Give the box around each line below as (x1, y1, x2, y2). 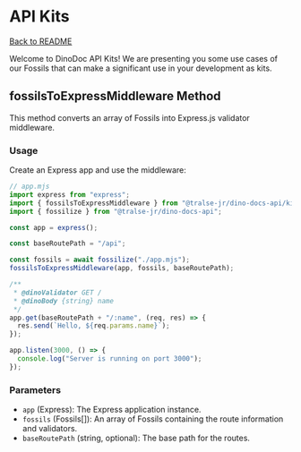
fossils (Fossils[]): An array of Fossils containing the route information (21, 414, 284, 424)
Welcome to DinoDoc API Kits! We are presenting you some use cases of (9, 53, 278, 64)
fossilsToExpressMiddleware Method (9, 89, 221, 104)
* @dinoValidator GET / (13, 288, 102, 297)
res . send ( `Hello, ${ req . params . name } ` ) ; (17, 321, 170, 330)
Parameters (9, 383, 61, 396)
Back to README (9, 36, 73, 47)
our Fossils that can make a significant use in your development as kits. (9, 63, 272, 73)
